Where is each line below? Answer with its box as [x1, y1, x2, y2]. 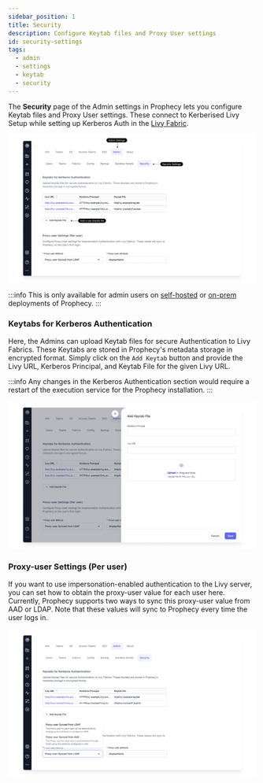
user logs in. [8, 612, 49, 622]
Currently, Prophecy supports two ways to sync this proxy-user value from [8, 596, 250, 605]
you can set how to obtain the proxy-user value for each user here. [8, 587, 226, 597]
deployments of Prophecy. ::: [8, 299, 102, 308]
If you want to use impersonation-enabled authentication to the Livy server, [8, 579, 253, 589]
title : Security [8, 20, 61, 29]
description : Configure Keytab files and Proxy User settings [8, 29, 217, 37]
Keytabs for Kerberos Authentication [8, 319, 153, 330]
